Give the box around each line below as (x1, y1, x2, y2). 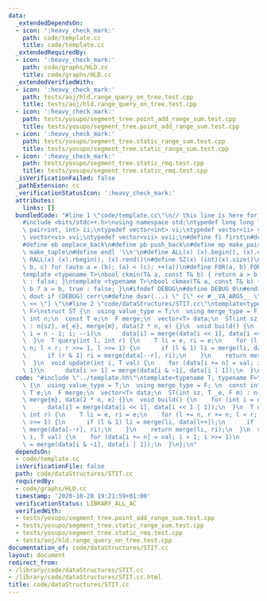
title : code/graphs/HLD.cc (22, 71, 112, 79)
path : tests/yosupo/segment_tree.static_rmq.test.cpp (22, 160, 204, 168)
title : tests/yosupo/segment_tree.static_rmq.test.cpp (22, 167, 208, 175)
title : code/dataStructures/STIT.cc (8, 581, 130, 589)
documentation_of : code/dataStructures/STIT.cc (8, 544, 169, 552)
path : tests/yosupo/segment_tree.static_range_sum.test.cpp (22, 137, 226, 145)
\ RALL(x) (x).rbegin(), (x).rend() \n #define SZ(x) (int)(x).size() (22, 255, 254, 263)
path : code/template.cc (22, 33, 102, 42)
